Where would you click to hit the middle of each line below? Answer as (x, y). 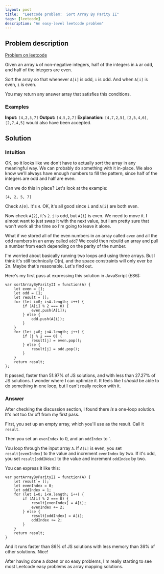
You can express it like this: (33, 468)
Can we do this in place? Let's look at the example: (56, 188)
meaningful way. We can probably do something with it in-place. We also (79, 168)
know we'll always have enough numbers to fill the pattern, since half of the (81, 173)
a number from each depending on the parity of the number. (66, 246)
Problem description (37, 43)
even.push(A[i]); (49, 311)
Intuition (15, 152)
